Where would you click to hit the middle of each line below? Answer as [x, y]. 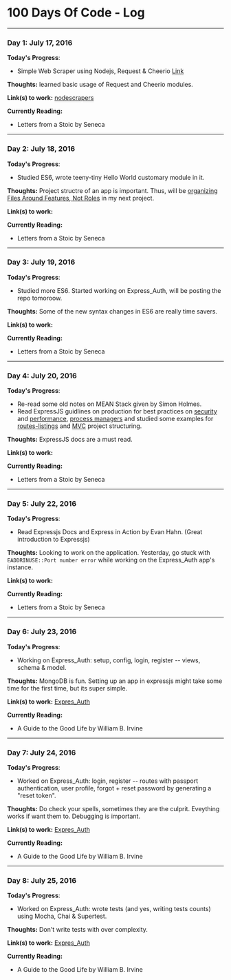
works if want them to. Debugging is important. [74, 816]
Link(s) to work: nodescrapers [51, 98]
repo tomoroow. [40, 298]
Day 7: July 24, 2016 [42, 753]
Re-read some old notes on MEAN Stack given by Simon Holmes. [109, 404]
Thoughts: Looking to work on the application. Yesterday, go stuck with [109, 553]
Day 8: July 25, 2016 [42, 880]
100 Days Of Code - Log [76, 13]
